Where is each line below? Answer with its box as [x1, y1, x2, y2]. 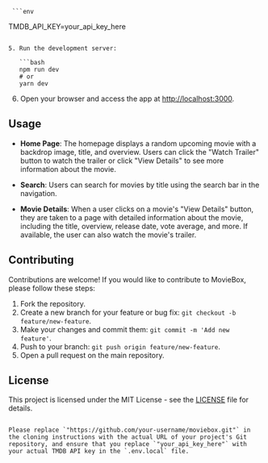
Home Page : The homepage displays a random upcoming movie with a [19, 138, 257, 148]
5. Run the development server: [8, 44, 117, 52]
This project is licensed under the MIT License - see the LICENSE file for [8, 395, 249, 405]
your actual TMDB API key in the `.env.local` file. [8, 448, 190, 456]
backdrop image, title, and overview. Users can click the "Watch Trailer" [19, 147, 260, 156]
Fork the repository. [19, 298, 86, 308]
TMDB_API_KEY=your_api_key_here [8, 22, 127, 31]
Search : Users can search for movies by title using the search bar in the [19, 180, 260, 190]
